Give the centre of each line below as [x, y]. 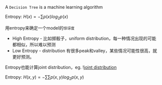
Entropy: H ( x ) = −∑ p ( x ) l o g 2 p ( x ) [37, 17]
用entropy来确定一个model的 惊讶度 [40, 28]
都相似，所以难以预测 [34, 44]
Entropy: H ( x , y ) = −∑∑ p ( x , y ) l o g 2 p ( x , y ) [45, 77]
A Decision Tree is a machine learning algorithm [54, 7]
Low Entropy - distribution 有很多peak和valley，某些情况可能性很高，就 [85, 51]
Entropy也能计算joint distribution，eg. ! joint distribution [61, 67]
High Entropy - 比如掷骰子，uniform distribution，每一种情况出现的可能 [84, 38]
